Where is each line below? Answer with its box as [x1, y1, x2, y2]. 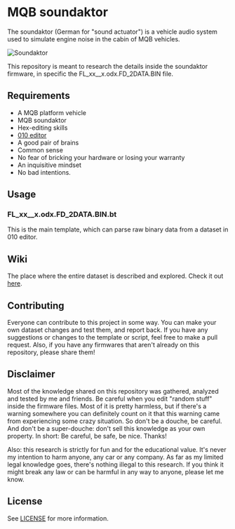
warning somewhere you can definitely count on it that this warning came [7, 409, 220, 417]
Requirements [7, 90, 70, 102]
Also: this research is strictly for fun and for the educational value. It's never [7, 445, 227, 453]
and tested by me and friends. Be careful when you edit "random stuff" [7, 394, 213, 403]
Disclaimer [7, 368, 55, 380]
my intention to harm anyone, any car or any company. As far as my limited [7, 453, 224, 461]
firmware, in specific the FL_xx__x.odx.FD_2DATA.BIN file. [7, 69, 174, 78]
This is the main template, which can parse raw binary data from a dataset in [7, 225, 229, 234]
